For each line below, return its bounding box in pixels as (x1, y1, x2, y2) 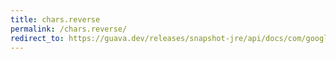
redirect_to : (10, 33, 65, 43)
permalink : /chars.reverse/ (10, 24, 128, 34)
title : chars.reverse (10, 14, 101, 25)
